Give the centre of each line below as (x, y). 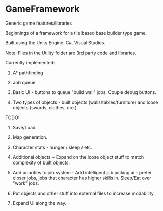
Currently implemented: (30, 62)
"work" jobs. (26, 183)
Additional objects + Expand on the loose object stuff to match (78, 157)
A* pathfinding (28, 73)
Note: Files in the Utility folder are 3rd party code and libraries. (71, 53)
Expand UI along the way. (39, 203)
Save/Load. (25, 127)
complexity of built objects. (41, 162)
